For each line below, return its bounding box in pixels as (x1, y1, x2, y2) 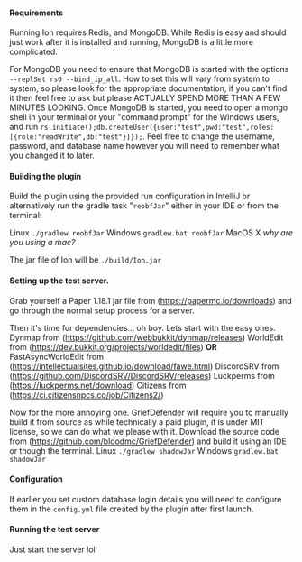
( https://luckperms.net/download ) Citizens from (9, 380, 187, 391)
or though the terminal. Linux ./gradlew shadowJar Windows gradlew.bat (9, 445, 279, 456)
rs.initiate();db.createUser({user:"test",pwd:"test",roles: (40, 123, 275, 133)
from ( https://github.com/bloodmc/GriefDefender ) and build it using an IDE (9, 436, 287, 447)
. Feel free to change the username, (142, 131, 275, 142)
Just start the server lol (9, 544, 96, 555)
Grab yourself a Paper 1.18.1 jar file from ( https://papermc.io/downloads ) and (9, 295, 293, 306)
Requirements (9, 7, 64, 18)
